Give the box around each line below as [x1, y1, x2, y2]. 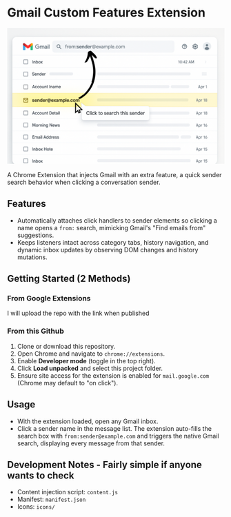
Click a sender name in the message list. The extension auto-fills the [17, 424, 212, 432]
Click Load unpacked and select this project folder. [17, 364, 163, 372]
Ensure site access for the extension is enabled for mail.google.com [17, 371, 210, 380]
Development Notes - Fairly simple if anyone [7, 458, 202, 470]
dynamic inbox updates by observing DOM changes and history [17, 245, 199, 254]
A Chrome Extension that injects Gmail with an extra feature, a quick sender [7, 170, 222, 179]
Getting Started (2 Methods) [7, 273, 131, 285]
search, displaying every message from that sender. [17, 439, 165, 447]
